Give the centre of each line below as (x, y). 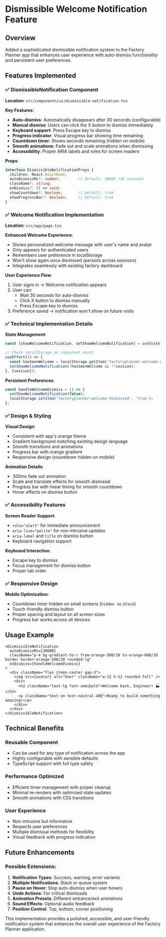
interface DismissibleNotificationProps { (49, 170)
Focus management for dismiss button (51, 565)
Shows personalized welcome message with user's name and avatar (82, 244)
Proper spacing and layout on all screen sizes (59, 614)
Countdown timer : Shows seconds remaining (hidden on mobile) (78, 141)
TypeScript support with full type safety (53, 764)
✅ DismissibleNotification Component (52, 90)
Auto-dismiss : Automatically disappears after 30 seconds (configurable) (86, 120)
